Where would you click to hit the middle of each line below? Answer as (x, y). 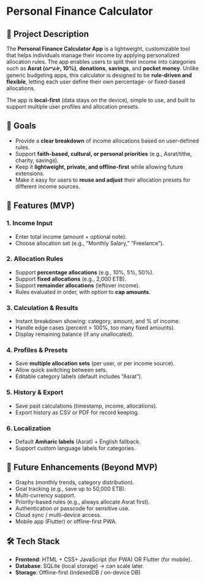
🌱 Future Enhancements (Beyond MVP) (82, 468)
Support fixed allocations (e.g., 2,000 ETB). (71, 279)
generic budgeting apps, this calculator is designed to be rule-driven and (99, 75)
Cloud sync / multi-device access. (58, 514)
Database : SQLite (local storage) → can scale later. (80, 565)
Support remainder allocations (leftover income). (78, 285)
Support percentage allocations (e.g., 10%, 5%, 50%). (84, 272)
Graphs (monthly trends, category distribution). (75, 482)
